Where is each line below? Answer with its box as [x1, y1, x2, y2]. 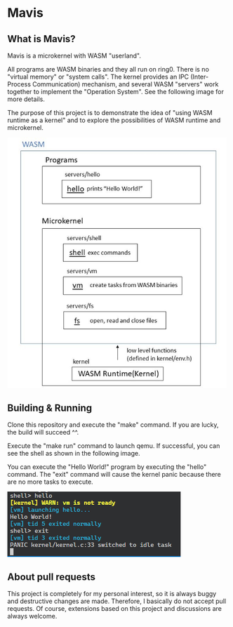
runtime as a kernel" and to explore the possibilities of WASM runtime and [7, 116, 221, 124]
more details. [7, 95, 46, 103]
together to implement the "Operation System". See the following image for [7, 88, 225, 95]
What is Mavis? [7, 33, 76, 45]
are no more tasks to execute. [7, 477, 93, 486]
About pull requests [7, 571, 96, 583]
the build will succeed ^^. [7, 428, 79, 437]
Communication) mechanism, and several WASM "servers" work [32, 80, 219, 88]
